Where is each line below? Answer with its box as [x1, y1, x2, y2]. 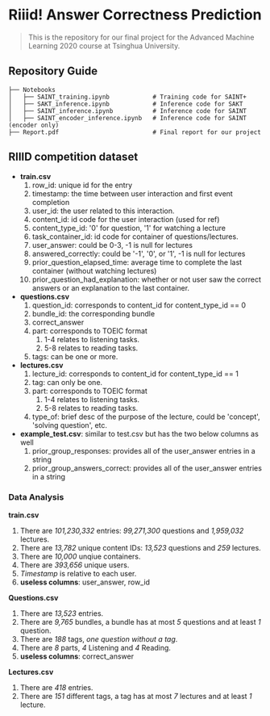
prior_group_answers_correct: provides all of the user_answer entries [31, 463, 262, 473]
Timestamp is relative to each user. [19, 568, 137, 578]
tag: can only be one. [31, 377, 103, 387]
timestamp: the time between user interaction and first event [31, 188, 234, 199]
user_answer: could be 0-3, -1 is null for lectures [31, 240, 193, 249]
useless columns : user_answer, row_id [19, 577, 151, 587]
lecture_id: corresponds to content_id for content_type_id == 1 [31, 369, 239, 379]
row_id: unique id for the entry [31, 180, 133, 190]
